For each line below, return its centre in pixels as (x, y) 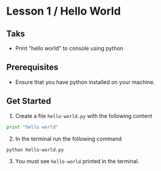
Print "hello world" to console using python (69, 48)
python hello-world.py (35, 150)
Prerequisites (32, 67)
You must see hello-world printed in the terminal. (77, 161)
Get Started (29, 101)
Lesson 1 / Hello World (63, 11)
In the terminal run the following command (68, 139)
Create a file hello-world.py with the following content (84, 116)
